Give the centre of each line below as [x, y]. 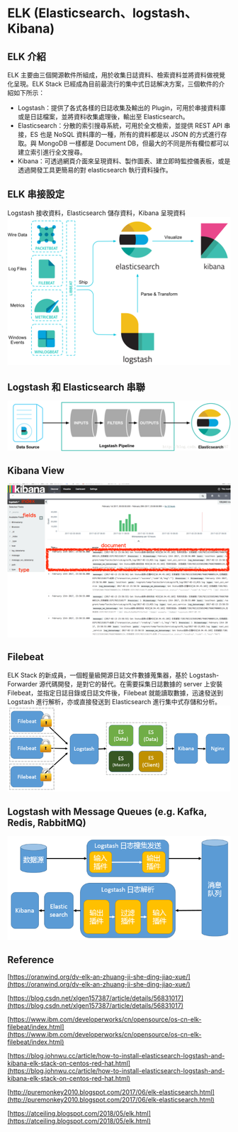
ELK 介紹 [27, 56]
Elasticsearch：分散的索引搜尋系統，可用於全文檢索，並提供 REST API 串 [124, 126]
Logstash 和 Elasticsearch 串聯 [76, 387]
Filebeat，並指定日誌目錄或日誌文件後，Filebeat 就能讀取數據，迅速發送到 [115, 693]
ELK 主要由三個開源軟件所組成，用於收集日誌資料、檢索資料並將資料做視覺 [116, 75]
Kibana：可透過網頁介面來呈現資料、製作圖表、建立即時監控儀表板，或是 [124, 161]
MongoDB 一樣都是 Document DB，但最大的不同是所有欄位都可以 [134, 143]
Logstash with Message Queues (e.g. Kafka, [107, 812]
